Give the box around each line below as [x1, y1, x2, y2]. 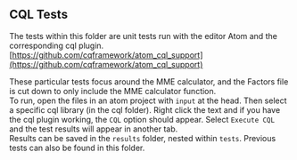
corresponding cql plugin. [9, 40, 104, 51]
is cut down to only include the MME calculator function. [9, 85, 217, 96]
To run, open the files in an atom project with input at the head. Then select [9, 95, 287, 106]
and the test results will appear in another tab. [9, 124, 178, 134]
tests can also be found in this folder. [9, 142, 145, 153]
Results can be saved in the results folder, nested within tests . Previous [9, 132, 276, 143]
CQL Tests [9, 7, 69, 22]
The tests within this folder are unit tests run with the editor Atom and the [9, 30, 278, 41]
